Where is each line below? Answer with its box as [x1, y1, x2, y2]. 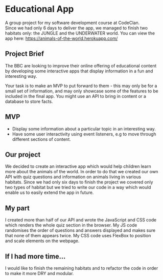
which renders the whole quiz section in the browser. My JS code [5, 222, 137, 228]
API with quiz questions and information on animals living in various [5, 174, 141, 180]
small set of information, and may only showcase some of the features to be [5, 88, 159, 94]
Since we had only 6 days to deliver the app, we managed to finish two [5, 25, 148, 31]
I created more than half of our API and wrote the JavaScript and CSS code [5, 217, 157, 223]
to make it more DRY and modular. [5, 271, 74, 276]
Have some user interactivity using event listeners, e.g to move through [12, 131, 157, 137]
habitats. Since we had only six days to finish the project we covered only [5, 179, 153, 185]
